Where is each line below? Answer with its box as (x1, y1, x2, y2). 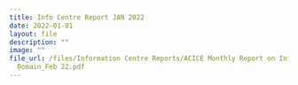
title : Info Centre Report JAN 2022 (9, 12, 145, 22)
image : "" (9, 46, 46, 55)
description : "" (9, 37, 69, 47)
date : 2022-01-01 (9, 21, 74, 30)
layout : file (9, 29, 58, 38)
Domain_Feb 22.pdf (17, 63, 86, 72)
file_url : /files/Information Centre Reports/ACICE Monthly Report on (9, 54, 276, 63)
